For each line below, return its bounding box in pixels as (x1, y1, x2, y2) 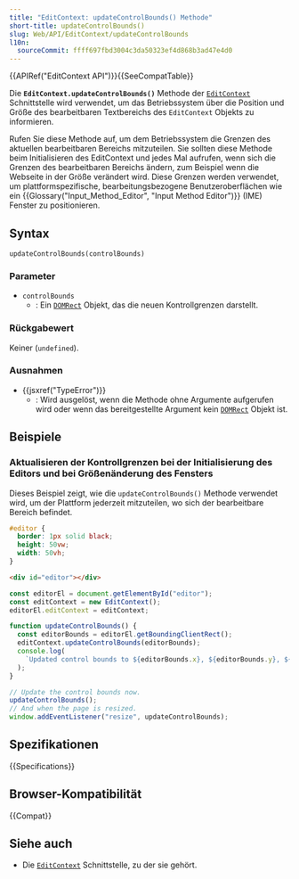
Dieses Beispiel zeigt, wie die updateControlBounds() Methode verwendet (9, 488, 279, 498)
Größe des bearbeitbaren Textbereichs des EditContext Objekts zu (9, 107, 255, 118)
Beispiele (9, 430, 62, 445)
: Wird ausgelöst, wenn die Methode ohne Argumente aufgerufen (35, 394, 274, 405)
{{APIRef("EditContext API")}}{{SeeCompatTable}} (9, 70, 194, 81)
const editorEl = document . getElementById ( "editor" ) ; (9, 589, 214, 598)
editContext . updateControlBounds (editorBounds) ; (17, 638, 201, 647)
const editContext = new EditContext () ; (9, 597, 162, 606)
